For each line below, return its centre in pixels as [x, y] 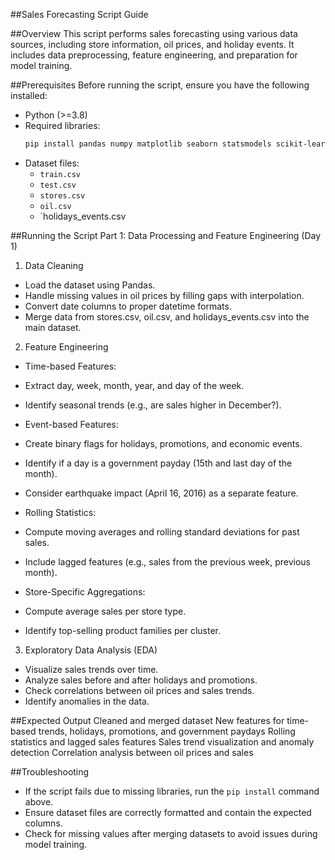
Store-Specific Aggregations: [85, 591]
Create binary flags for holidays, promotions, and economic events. [163, 443]
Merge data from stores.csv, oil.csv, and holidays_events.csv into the [167, 316]
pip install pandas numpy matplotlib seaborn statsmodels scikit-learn [177, 144]
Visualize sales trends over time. [91, 669]
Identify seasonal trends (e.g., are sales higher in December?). [153, 405]
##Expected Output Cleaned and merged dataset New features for [147, 720]
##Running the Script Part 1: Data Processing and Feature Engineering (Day [166, 235]
